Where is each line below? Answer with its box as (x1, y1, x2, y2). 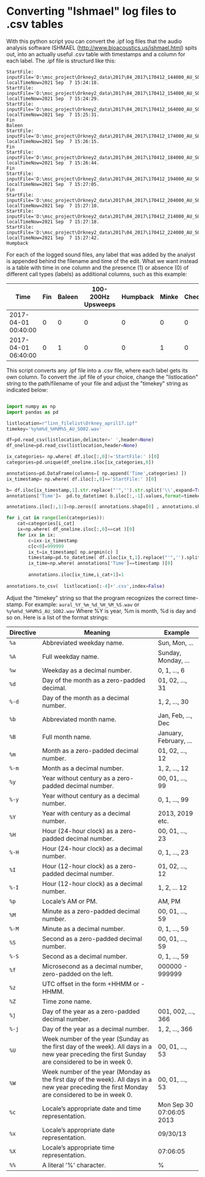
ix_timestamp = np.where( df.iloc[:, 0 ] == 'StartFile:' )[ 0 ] (6, 476, 157, 482)
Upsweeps (84, 300, 116, 308)
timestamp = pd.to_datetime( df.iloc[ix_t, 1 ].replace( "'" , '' (28, 555, 182, 561)
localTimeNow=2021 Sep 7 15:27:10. (6, 202, 99, 209)
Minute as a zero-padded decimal (42, 907, 140, 915)
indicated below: (6, 386, 48, 393)
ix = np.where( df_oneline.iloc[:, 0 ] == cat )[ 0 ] (17, 526, 135, 533)
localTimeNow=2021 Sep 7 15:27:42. (6, 234, 99, 241)
